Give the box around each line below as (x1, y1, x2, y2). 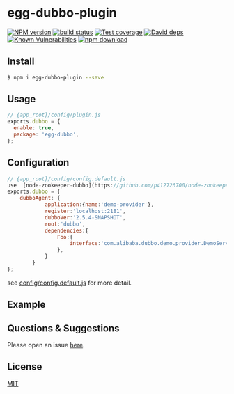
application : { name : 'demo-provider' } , (44, 201, 155, 208)
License (7, 361, 42, 373)
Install (7, 56, 35, 68)
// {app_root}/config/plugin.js (7, 111, 101, 119)
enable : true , (13, 125, 54, 132)
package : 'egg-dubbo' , (13, 131, 79, 139)
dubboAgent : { (19, 195, 61, 202)
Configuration (7, 157, 70, 168)
